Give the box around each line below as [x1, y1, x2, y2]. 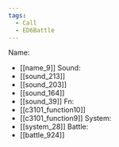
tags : [8, 11, 26, 20]
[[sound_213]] [19, 72, 66, 81]
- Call [15, 19, 37, 27]
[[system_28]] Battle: [19, 122, 89, 131]
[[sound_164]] [19, 89, 65, 98]
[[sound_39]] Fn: [19, 96, 75, 107]
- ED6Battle [15, 26, 56, 34]
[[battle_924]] [19, 130, 65, 140]
